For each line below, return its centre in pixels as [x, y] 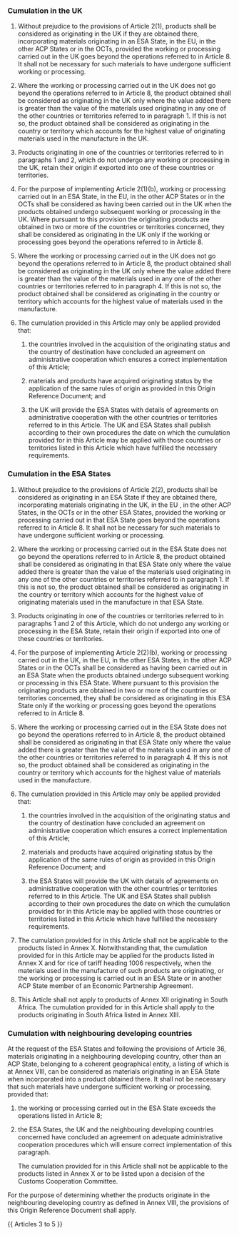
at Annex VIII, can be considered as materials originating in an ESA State [113, 1071]
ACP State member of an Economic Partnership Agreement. [106, 986]
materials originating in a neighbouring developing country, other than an [115, 1056]
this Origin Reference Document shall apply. [72, 1210]
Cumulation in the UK [45, 11]
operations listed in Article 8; [60, 1115]
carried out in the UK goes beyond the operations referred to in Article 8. [124, 56]
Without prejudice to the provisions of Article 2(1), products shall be [117, 26]
